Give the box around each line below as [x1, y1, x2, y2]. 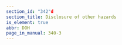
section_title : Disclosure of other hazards [6, 14, 117, 20]
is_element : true [6, 19, 49, 25]
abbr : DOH [6, 25, 30, 31]
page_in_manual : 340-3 [6, 30, 62, 36]
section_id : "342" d [6, 8, 54, 15]
